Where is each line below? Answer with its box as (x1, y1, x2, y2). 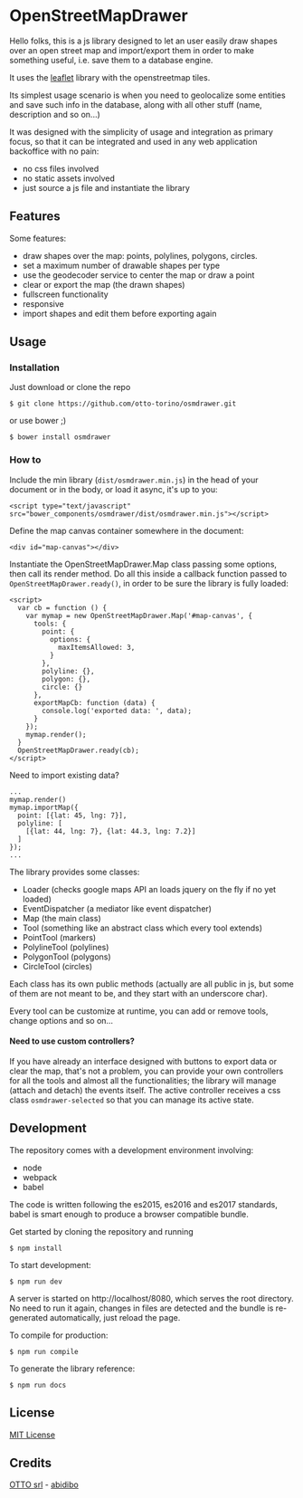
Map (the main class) (22, 912, 101, 923)
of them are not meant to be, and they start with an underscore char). (9, 988, 269, 998)
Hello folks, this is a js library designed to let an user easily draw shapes (9, 35, 278, 46)
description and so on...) (9, 109, 101, 119)
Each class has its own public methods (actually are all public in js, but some (9, 978, 294, 989)
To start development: (9, 1259, 92, 1270)
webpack (22, 1171, 57, 1182)
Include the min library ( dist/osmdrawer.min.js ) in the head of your (9, 474, 260, 485)
